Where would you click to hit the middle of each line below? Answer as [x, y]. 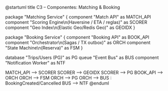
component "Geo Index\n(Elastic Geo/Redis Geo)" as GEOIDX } [70, 27]
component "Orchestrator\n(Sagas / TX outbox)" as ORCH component [78, 42]
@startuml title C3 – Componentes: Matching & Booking [63, 7]
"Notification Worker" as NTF [35, 63]
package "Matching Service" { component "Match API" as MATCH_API [78, 17]
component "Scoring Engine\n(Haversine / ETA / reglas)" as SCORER [76, 22]
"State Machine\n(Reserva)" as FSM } [44, 48]
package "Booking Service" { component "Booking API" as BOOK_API [77, 37]
